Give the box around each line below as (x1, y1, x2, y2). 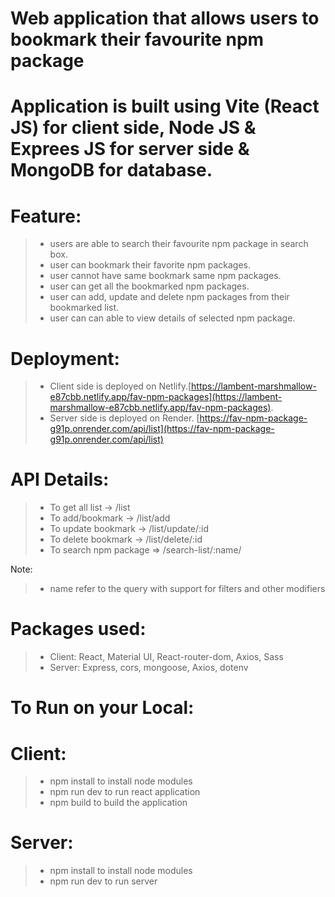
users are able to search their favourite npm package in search (49, 238, 309, 250)
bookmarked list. (49, 302, 120, 314)
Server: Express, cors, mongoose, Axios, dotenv (49, 662, 249, 674)
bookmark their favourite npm (10, 28, 265, 51)
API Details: (10, 468, 110, 491)
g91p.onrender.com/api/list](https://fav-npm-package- (49, 423, 275, 435)
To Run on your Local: (10, 697, 195, 719)
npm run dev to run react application (49, 786, 201, 798)
